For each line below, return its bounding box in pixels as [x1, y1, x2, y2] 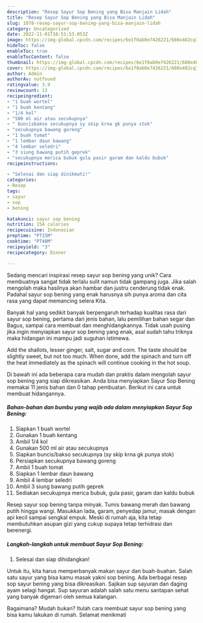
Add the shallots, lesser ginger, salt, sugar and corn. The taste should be [7, 346, 187, 353]
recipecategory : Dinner [7, 249, 67, 255]
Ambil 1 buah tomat [15, 464, 64, 471]
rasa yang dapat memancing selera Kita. [7, 297, 107, 304]
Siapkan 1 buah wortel [15, 425, 71, 432]
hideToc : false [7, 43, 45, 49]
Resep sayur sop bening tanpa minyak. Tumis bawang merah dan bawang [7, 501, 190, 508]
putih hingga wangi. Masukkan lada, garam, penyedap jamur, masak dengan [7, 508, 196, 515]
